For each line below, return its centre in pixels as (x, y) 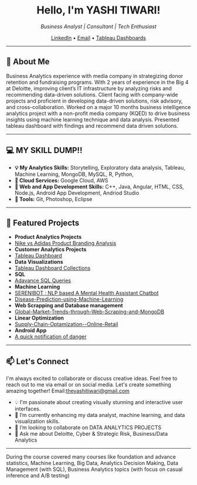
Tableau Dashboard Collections (52, 268)
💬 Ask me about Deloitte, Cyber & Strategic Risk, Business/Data (91, 434)
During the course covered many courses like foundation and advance (91, 457)
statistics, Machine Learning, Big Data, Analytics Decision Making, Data (92, 463)
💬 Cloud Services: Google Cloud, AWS (61, 180)
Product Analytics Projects (48, 237)
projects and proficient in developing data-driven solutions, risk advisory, (94, 101)
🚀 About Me (28, 62)
